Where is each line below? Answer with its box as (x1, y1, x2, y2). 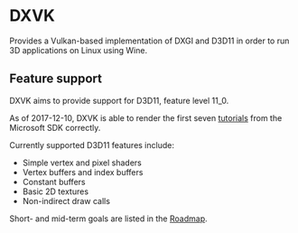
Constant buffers (22, 176, 86, 187)
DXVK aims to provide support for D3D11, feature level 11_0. (9, 95, 229, 106)
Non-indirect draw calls (22, 195, 111, 206)
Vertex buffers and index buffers (22, 166, 144, 177)
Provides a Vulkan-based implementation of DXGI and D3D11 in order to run (9, 35, 290, 46)
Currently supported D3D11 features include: (9, 139, 174, 150)
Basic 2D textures (22, 186, 88, 197)
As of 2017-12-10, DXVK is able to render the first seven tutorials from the (9, 112, 283, 123)
